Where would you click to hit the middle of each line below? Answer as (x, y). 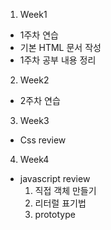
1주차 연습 (39, 35)
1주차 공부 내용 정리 (58, 60)
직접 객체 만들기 (65, 190)
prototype (55, 214)
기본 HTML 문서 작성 (60, 47)
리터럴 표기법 (60, 203)
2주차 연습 (40, 100)
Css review (43, 140)
